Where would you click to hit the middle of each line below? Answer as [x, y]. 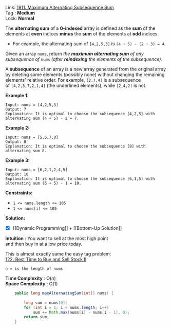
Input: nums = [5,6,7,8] [32, 137]
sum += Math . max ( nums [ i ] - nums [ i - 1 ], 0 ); [81, 312]
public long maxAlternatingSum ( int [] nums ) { [64, 293]
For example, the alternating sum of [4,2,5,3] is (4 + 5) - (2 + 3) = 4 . [89, 44]
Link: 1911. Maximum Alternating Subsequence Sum [60, 7]
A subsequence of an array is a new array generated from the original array [86, 69]
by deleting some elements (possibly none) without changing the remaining [85, 75]
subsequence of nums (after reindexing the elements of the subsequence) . [84, 59]
